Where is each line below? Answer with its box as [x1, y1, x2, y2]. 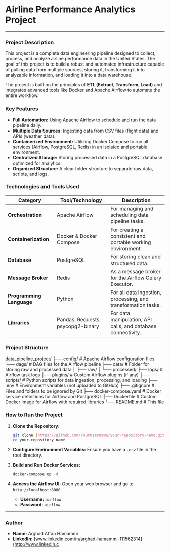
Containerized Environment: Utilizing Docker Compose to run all [12, 138, 148, 144]
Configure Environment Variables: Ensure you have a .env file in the [12, 447, 156, 453]
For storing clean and [110, 253, 161, 260]
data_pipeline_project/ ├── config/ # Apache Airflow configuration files [5, 355, 155, 362]
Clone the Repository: [12, 423, 60, 429]
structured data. [110, 259, 149, 267]
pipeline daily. [12, 122, 42, 128]
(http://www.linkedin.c [12, 541, 59, 547]
